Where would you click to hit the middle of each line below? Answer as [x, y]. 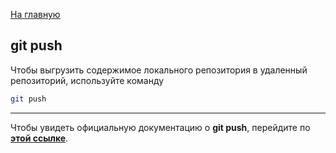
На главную [35, 14]
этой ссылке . [39, 138]
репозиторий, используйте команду [87, 80]
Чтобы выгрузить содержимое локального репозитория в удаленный [159, 70]
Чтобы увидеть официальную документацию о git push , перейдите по [160, 127]
